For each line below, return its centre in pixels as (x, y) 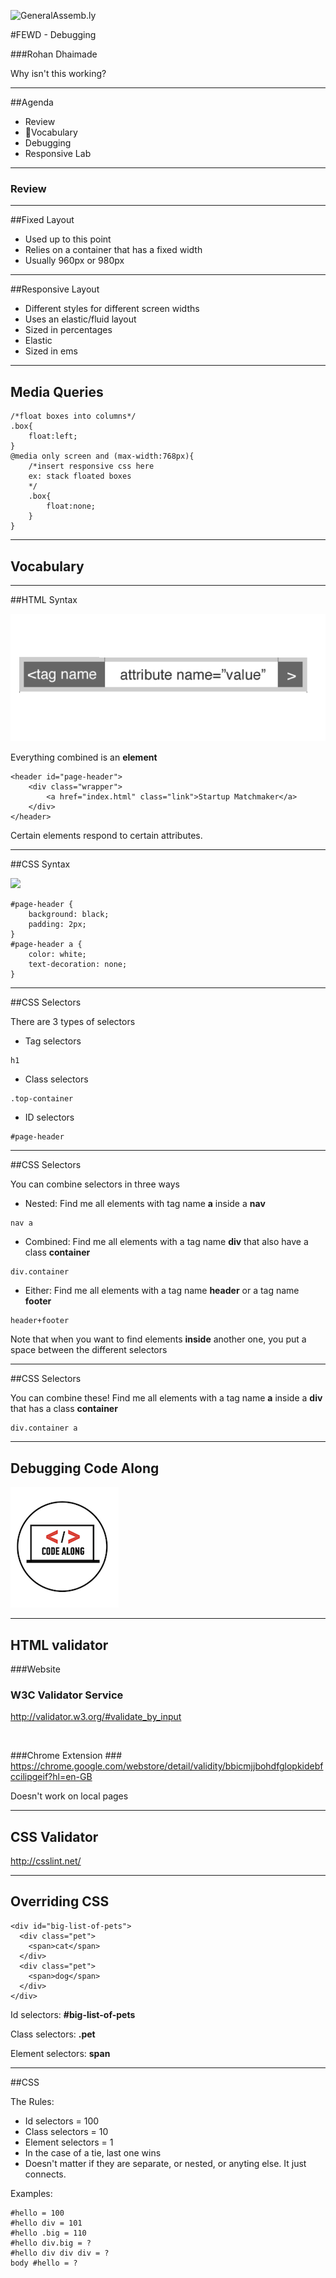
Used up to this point (68, 239)
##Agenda (32, 102)
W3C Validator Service (67, 1695)
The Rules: (32, 2101)
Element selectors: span (60, 2053)
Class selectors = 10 (66, 2131)
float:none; (71, 506)
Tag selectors (53, 1041)
